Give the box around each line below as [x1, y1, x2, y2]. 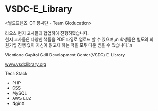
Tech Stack [5, 70, 28, 76]
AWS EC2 [12, 95, 31, 101]
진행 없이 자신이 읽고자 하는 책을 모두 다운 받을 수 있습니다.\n [17, 42, 133, 48]
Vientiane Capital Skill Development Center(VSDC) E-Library [5, 52, 125, 57]
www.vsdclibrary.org [5, 61, 47, 67]
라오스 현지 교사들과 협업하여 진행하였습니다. [5, 30, 89, 36]
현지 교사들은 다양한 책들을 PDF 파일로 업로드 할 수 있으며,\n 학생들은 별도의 [5, 36, 149, 42]
